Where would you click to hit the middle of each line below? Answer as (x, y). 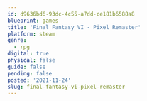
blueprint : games (33, 21)
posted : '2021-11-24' (39, 80)
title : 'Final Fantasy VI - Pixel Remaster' (74, 27)
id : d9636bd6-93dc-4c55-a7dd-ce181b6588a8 (71, 14)
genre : (17, 41)
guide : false (27, 67)
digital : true (28, 54)
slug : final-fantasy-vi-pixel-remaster (66, 87)
